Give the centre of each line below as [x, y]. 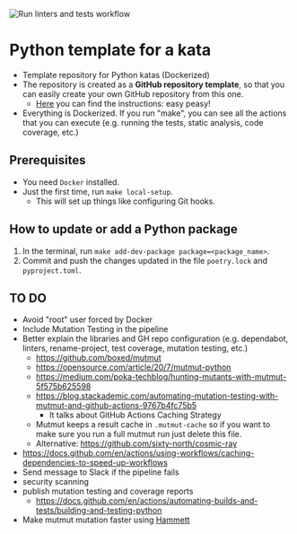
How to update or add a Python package [123, 229]
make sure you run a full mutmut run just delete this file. [139, 434]
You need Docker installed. [70, 182]
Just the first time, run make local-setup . [97, 191]
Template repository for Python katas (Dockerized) [116, 74]
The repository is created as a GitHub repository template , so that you [153, 84]
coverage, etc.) [50, 132]
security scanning [56, 482]
